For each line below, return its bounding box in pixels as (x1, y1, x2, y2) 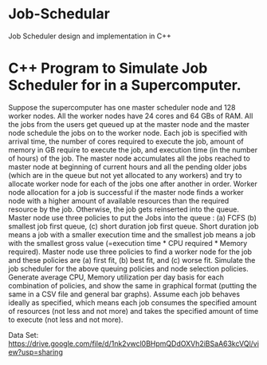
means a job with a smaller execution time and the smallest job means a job (8, 229, 257, 240)
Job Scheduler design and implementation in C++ (8, 31, 171, 41)
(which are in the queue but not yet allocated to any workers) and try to (8, 170, 242, 180)
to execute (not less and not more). (8, 315, 124, 324)
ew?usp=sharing (8, 347, 64, 356)
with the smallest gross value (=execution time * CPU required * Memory (8, 238, 248, 248)
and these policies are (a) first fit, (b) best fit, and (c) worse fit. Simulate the (8, 255, 256, 264)
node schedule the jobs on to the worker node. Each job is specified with (8, 128, 248, 137)
